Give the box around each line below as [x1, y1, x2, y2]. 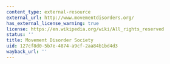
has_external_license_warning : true [6, 20, 99, 26]
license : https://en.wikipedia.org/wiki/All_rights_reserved [6, 26, 165, 32]
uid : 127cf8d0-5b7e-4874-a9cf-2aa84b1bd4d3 [6, 43, 118, 49]
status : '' [6, 32, 34, 38]
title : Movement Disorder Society [6, 37, 94, 43]
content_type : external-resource [6, 9, 91, 15]
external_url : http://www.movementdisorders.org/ [6, 15, 135, 21]
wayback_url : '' [6, 49, 47, 55]
